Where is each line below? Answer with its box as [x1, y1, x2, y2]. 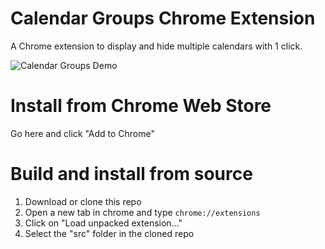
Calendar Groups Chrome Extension [10, 7, 316, 30]
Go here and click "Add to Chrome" [10, 127, 156, 139]
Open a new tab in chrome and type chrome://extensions [24, 206, 261, 218]
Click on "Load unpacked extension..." [24, 217, 183, 229]
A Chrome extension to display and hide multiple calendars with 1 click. [10, 40, 303, 52]
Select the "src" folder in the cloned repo [24, 227, 195, 239]
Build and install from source [10, 163, 253, 186]
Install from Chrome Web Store [10, 95, 272, 117]
